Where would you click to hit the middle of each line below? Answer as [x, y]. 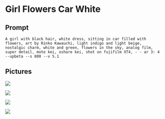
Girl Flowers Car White [53, 9]
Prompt [17, 28]
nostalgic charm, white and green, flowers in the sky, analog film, [79, 48]
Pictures [18, 71]
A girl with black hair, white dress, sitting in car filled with [76, 39]
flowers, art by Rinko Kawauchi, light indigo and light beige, [73, 43]
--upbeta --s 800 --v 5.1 [32, 56]
